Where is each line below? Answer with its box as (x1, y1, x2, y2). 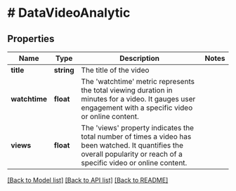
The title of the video (81, 65, 150, 75)
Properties (7, 33, 55, 45)
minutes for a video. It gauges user (81, 94, 196, 104)
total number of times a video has (81, 132, 192, 141)
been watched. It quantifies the (81, 141, 184, 150)
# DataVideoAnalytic (7, 5, 131, 21)
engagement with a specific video (81, 103, 193, 113)
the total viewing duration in (81, 85, 173, 95)
